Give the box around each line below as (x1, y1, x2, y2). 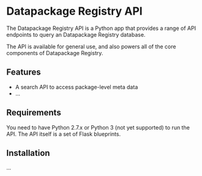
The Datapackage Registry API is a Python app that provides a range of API (6, 24, 196, 32)
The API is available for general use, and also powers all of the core (6, 43, 176, 50)
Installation (6, 148, 50, 158)
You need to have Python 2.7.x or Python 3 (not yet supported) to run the (6, 123, 190, 131)
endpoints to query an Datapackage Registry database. (6, 31, 146, 38)
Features (6, 67, 41, 78)
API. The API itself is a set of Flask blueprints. (6, 130, 121, 137)
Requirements (6, 108, 61, 118)
